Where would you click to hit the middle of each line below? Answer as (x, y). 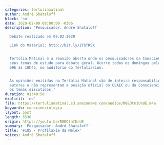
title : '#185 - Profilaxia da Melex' (43, 131)
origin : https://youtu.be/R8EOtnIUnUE (44, 122)
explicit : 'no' (20, 99)
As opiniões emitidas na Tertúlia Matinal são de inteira (70, 81)
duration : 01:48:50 (25, 94)
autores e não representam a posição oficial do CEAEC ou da (73, 85)
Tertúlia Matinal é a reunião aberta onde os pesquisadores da (75, 59)
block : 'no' (17, 19)
